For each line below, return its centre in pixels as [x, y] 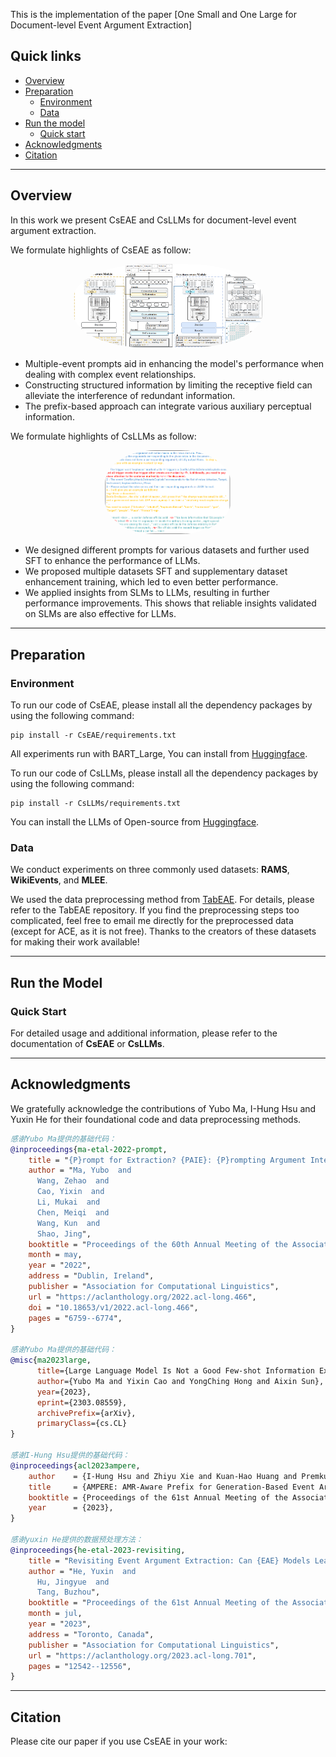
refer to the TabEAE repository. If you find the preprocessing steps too [155, 910]
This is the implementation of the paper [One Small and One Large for [153, 14]
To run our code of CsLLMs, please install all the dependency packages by [164, 773]
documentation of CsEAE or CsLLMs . [87, 1044]
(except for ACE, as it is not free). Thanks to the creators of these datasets [163, 931]
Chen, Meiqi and [73, 1212]
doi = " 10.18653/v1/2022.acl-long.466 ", [113, 1307]
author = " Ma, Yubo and [80, 1170]
